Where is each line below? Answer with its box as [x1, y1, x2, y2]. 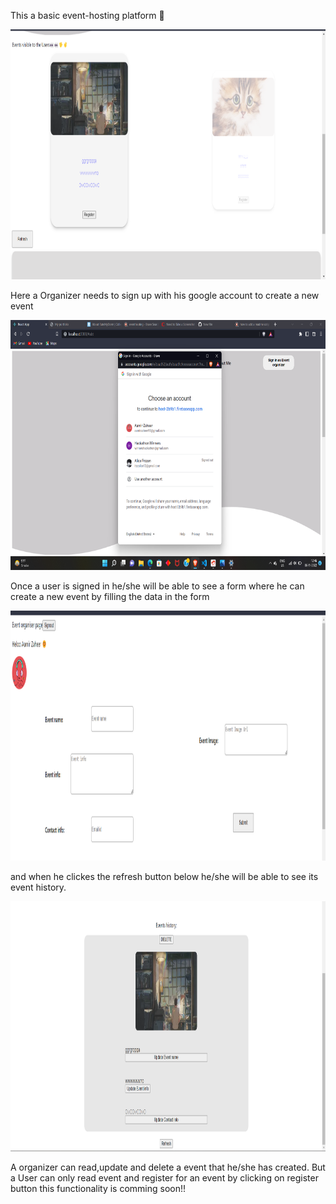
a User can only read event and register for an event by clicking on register [10, 1172, 319, 1184]
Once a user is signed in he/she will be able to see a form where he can [10, 580, 305, 592]
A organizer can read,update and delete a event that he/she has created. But [10, 1161, 326, 1173]
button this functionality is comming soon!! [10, 1183, 187, 1194]
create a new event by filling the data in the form [10, 591, 210, 602]
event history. [10, 881, 67, 893]
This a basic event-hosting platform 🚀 [10, 10, 165, 21]
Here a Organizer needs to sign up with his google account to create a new [10, 290, 320, 301]
